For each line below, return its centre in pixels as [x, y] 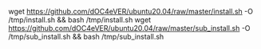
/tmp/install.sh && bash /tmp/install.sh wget [80, 20]
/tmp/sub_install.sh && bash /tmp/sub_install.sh [86, 36]
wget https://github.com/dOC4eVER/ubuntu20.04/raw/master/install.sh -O [131, 11]
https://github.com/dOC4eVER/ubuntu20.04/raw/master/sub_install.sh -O [129, 28]
